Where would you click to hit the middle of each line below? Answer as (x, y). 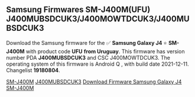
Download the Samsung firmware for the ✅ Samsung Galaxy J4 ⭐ (87, 43)
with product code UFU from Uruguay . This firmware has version (105, 51)
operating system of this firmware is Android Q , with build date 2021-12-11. (97, 64)
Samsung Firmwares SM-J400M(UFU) (78, 10)
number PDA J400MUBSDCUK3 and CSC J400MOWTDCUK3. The (88, 57)
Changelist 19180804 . (33, 70)
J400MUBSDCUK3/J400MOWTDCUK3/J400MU (98, 19)
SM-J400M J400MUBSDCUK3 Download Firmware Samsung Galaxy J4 (94, 82)
